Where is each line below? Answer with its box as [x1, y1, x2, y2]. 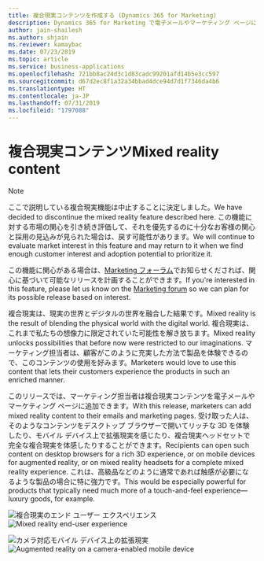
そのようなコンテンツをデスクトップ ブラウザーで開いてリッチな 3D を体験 [8, 420, 250, 430]
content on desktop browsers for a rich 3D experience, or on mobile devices [8, 449, 255, 459]
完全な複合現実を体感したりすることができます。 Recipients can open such [8, 440, 250, 449]
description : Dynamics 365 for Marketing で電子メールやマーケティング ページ [8, 19, 251, 27]
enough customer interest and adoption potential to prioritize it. [8, 249, 213, 258]
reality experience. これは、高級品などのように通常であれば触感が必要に [8, 467, 243, 476]
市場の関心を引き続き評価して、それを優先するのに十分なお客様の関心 [28, 222, 255, 231]
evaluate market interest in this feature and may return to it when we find [8, 241, 244, 250]
